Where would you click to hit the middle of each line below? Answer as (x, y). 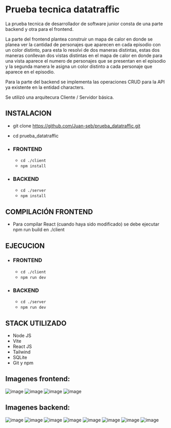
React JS (22, 346)
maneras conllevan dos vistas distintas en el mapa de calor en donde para (84, 55)
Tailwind (22, 352)
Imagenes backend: (38, 408)
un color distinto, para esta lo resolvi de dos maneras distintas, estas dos (83, 50)
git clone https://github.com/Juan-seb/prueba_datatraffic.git (77, 126)
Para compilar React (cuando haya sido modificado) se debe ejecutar (86, 224)
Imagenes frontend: (38, 379)
